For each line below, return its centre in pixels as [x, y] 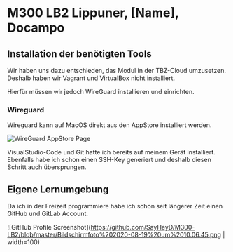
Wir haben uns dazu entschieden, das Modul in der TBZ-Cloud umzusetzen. [116, 71]
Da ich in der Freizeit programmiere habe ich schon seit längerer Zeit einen [115, 206]
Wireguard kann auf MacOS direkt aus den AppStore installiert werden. [110, 125]
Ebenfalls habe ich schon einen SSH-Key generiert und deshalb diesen [109, 160]
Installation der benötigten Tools [79, 54]
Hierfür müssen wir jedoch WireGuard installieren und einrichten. [101, 92]
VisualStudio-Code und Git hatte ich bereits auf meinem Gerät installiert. [111, 152]
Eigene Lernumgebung [58, 189]
